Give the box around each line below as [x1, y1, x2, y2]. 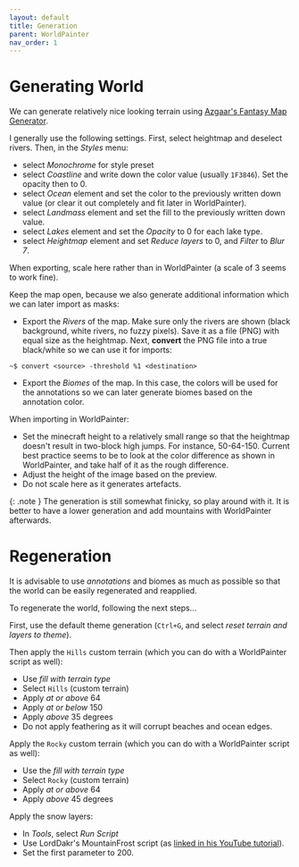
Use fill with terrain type [21, 674, 112, 685]
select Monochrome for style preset [21, 160, 154, 171]
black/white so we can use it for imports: [21, 345, 172, 356]
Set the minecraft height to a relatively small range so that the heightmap [21, 431, 290, 442]
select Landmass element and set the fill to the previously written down [21, 207, 286, 218]
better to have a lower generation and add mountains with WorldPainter [9, 506, 272, 517]
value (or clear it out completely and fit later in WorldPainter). [21, 198, 247, 208]
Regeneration [9, 546, 112, 567]
